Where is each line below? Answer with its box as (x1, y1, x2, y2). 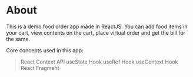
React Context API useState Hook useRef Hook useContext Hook (20, 58, 178, 65)
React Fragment (20, 64, 60, 71)
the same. (6, 35, 31, 42)
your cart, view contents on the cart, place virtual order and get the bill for (6, 29, 186, 36)
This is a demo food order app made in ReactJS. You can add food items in (6, 23, 188, 30)
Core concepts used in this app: (6, 46, 84, 53)
